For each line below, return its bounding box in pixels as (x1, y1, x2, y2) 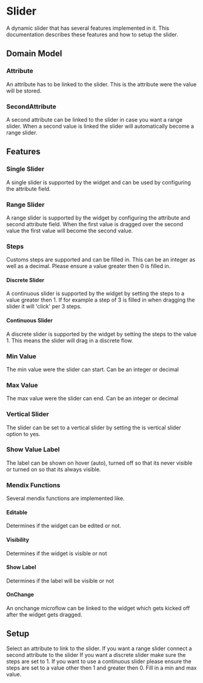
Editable (6, 508, 28, 516)
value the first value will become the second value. (6, 227, 133, 234)
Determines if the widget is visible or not (6, 549, 107, 557)
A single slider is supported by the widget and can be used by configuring (6, 178, 191, 186)
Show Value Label (6, 445, 60, 454)
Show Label (6, 564, 36, 571)
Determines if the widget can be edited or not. (6, 522, 121, 530)
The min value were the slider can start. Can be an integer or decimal (6, 366, 179, 373)
